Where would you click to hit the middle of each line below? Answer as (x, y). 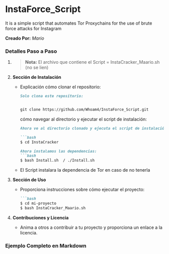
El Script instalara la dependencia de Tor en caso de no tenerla (85, 170)
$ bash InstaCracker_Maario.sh (53, 208)
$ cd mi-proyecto (38, 204)
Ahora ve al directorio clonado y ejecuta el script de (80, 128)
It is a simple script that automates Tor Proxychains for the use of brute (79, 23)
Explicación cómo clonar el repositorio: (60, 87)
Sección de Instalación (37, 77)
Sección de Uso (29, 180)
